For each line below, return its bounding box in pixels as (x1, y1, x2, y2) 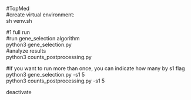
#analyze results (6, 47, 46, 54)
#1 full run (6, 29, 31, 36)
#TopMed (6, 5, 30, 12)
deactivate (6, 89, 32, 95)
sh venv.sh (6, 18, 32, 24)
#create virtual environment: (6, 11, 75, 18)
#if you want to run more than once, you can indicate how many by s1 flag (6, 65, 185, 72)
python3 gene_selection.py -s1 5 (6, 71, 85, 78)
